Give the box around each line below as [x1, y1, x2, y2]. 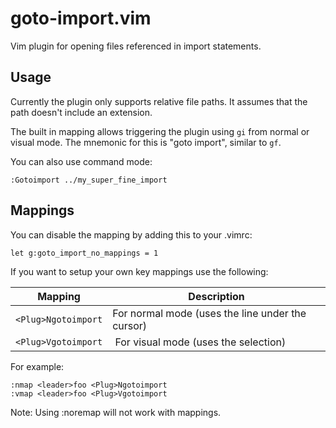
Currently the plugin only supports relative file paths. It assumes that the [10, 95, 308, 107]
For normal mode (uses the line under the [112, 306, 307, 320]
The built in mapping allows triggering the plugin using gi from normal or [10, 125, 310, 137]
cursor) [112, 318, 148, 332]
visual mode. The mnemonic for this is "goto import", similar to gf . [10, 136, 282, 148]
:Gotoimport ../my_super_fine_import [10, 175, 168, 185]
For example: [10, 360, 65, 372]
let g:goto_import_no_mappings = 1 [10, 248, 159, 258]
